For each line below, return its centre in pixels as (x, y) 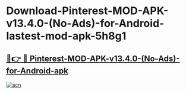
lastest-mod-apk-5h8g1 (66, 36)
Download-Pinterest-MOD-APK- (87, 11)
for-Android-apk (37, 71)
